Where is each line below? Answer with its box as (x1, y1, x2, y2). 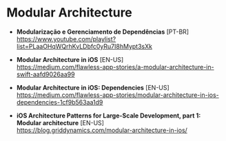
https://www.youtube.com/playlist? (16, 34, 116, 43)
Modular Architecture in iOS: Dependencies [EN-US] (16, 83, 169, 91)
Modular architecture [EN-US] (16, 118, 105, 127)
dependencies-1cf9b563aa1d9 (16, 98, 103, 106)
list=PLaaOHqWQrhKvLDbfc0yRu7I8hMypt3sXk (16, 42, 153, 50)
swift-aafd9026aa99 (16, 70, 75, 78)
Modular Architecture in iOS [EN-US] (16, 55, 124, 63)
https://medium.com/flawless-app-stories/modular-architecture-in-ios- (16, 91, 220, 99)
